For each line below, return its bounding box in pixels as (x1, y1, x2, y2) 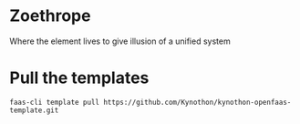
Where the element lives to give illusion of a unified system (9, 36, 231, 46)
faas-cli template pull (9, 98, 100, 107)
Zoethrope (9, 5, 91, 26)
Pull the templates (9, 67, 150, 88)
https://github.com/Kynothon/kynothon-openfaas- (103, 98, 292, 107)
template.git (9, 106, 59, 115)
